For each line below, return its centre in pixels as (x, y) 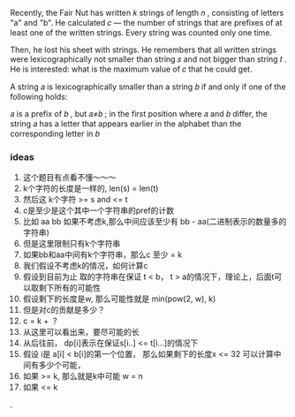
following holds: (39, 97)
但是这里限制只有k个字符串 (72, 244)
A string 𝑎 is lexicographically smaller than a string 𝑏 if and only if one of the (148, 87)
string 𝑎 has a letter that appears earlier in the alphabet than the (126, 124)
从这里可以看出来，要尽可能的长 (81, 332)
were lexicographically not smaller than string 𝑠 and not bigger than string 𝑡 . (148, 59)
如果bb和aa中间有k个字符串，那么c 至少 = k (102, 254)
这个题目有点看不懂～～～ (69, 178)
